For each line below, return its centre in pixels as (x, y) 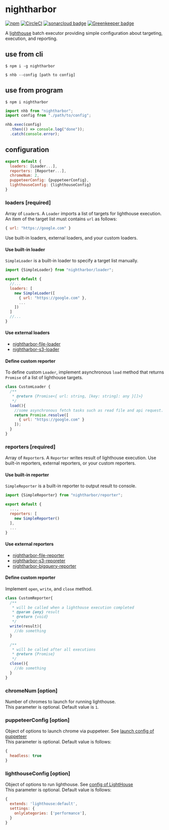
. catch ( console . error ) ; (35, 134)
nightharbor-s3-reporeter (39, 561)
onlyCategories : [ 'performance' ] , (50, 813)
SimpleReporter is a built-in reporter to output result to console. (71, 486)
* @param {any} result (36, 612)
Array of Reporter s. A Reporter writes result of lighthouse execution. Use (81, 458)
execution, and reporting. (32, 38)
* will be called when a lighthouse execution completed (73, 608)
